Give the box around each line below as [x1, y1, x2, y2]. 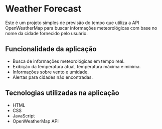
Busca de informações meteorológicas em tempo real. [12, 58, 125, 64]
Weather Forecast [5, 3, 82, 15]
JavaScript [12, 112, 35, 118]
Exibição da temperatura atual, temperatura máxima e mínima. [12, 63, 141, 69]
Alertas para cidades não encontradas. [12, 74, 93, 80]
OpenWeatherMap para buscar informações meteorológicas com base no [5, 25, 157, 31]
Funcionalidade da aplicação [5, 45, 97, 53]
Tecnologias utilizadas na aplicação [5, 89, 119, 97]
